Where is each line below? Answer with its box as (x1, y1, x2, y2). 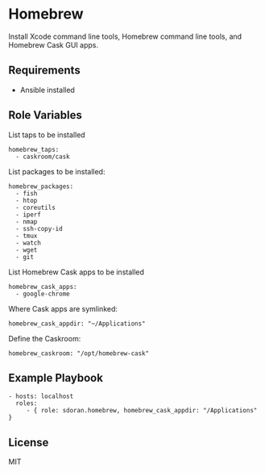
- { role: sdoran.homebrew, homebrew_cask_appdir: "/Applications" (26, 407, 258, 415)
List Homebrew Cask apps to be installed (8, 267, 145, 277)
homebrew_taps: (8, 145, 60, 153)
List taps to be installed (8, 130, 86, 140)
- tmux (15, 232, 38, 240)
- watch (15, 239, 42, 247)
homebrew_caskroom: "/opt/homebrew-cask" (8, 349, 150, 358)
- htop (15, 196, 38, 204)
